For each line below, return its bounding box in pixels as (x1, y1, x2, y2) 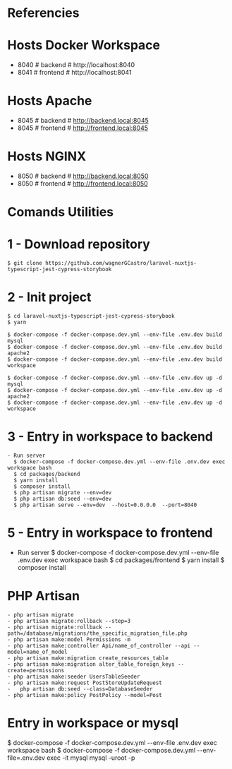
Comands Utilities (7, 204, 114, 220)
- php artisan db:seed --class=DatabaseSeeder (7, 685, 153, 693)
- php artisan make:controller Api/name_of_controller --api (7, 642, 191, 649)
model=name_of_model (7, 648, 68, 655)
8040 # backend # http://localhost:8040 (17, 61, 135, 69)
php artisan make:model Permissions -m (13, 636, 131, 643)
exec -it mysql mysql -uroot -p (47, 753, 135, 762)
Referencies (7, 5, 80, 21)
